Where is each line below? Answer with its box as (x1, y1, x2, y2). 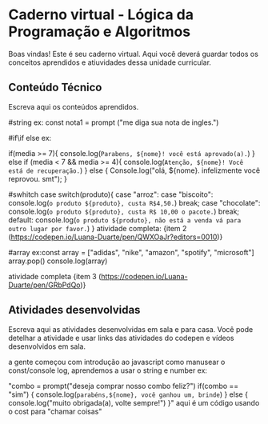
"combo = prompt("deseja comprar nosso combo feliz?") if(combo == (8, 381, 239, 390)
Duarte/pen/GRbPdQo (8, 280, 81, 290)
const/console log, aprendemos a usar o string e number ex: (8, 366, 208, 375)
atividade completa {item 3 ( (8, 271, 102, 281)
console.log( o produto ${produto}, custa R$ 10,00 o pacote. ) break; (8, 206, 240, 216)
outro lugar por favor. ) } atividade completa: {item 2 (8, 223, 187, 233)
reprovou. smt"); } (8, 174, 68, 183)
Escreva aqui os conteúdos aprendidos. (8, 102, 139, 111)
